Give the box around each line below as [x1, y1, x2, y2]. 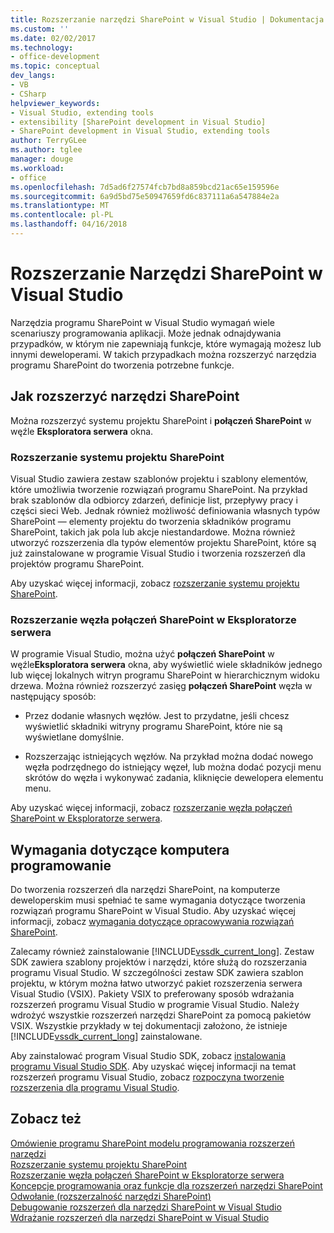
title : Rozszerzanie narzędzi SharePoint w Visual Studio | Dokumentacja [10, 14, 325, 25]
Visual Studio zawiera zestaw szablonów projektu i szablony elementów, [10, 472, 308, 485]
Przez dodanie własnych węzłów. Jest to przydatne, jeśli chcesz [24, 710, 290, 722]
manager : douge [10, 154, 74, 164]
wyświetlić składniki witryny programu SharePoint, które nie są [24, 721, 283, 733]
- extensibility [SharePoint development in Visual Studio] [10, 117, 267, 127]
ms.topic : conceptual [10, 61, 101, 71]
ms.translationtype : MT [10, 201, 110, 211]
